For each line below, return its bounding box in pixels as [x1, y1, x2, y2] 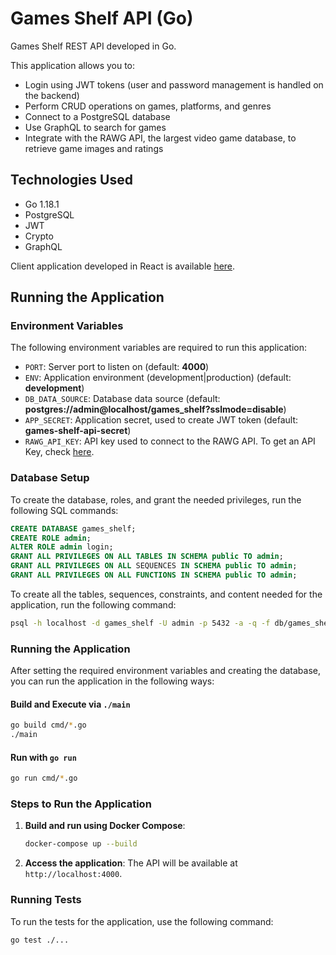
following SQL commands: [10, 504, 119, 516]
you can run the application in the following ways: [10, 675, 215, 687]
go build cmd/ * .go [10, 720, 87, 731]
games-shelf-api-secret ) [24, 425, 132, 437]
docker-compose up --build [24, 839, 138, 849]
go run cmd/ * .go [10, 773, 78, 784]
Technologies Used [10, 172, 133, 189]
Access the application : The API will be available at [24, 857, 238, 869]
